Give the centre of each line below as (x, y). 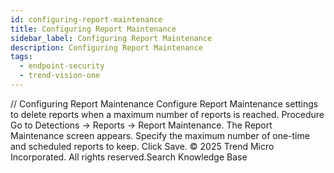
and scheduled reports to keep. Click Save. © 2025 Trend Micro (142, 146)
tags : (21, 57)
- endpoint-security (62, 66)
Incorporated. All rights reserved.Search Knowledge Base (129, 157)
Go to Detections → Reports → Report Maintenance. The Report (141, 125)
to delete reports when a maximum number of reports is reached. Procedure (167, 114)
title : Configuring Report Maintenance (93, 29)
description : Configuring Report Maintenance (106, 47)
